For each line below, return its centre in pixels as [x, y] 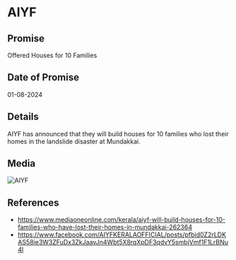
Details [23, 117]
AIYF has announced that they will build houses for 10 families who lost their [118, 134]
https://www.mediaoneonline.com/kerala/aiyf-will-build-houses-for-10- [122, 220]
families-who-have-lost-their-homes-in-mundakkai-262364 [105, 227]
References [33, 202]
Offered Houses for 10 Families [52, 55]
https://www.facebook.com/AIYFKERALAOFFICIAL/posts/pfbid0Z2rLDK [122, 235]
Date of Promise [43, 77]
